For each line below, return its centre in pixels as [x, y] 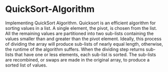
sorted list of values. [26, 65]
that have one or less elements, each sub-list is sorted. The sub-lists [85, 54]
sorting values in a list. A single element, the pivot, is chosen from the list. [81, 28]
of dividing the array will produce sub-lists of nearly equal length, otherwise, [84, 44]
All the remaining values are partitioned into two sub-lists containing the [79, 33]
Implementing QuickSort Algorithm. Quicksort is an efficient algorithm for [80, 23]
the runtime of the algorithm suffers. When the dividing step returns [75, 49]
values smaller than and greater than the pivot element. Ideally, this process [83, 39]
